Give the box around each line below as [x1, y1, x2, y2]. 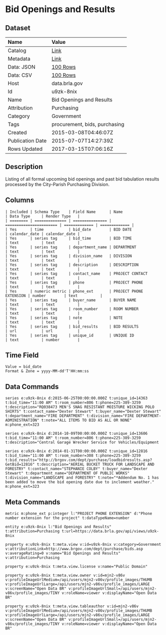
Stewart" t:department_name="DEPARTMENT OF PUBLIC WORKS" [5, 471, 130, 476]
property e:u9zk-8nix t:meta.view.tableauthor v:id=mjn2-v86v [5, 604, 139, 609]
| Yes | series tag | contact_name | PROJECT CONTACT [5, 271, 148, 276]
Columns [5, 196, 34, 205]
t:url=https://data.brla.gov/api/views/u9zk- [61, 529, 159, 534]
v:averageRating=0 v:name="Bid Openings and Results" [5, 551, 121, 556]
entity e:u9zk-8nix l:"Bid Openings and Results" [5, 525, 112, 530]
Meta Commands [5, 498, 61, 506]
